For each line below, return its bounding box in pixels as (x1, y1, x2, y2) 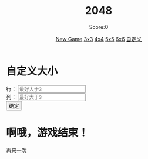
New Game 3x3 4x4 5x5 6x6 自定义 (55, 35, 142, 42)
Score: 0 (89, 23, 109, 30)
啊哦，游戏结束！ (6, 126, 89, 139)
